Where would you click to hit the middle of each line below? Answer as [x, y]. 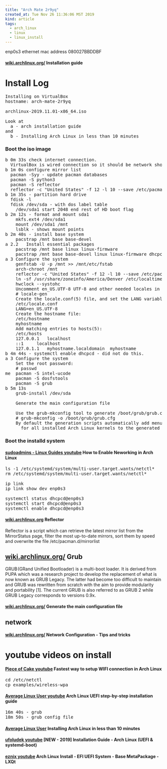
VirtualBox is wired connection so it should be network [81, 165]
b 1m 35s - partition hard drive [46, 194]
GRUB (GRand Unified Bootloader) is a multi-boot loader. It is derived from [81, 569]
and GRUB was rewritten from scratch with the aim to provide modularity [80, 585]
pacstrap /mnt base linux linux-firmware [67, 249]
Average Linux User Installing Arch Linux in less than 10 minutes [73, 728]
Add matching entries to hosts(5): [59, 329]
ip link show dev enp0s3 [35, 488]
